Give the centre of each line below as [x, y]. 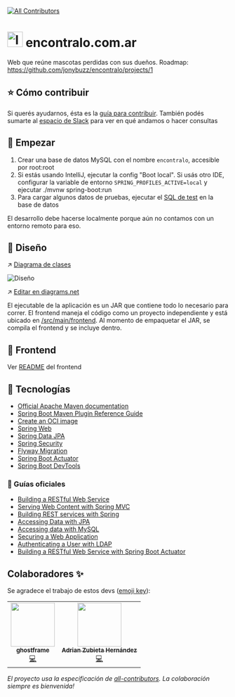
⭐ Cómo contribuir [48, 92]
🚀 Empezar [31, 143]
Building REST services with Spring [68, 514]
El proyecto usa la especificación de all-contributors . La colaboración [109, 679]
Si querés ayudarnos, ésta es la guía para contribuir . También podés [106, 113]
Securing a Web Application [58, 537]
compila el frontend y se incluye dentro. [65, 328]
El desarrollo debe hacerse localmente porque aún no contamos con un [110, 218]
